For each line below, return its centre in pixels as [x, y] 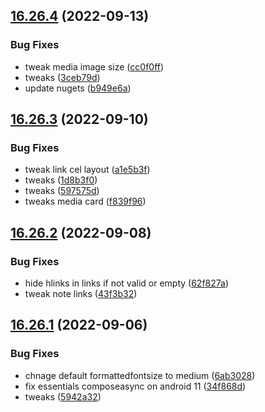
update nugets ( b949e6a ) [78, 88]
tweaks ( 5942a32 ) [63, 396]
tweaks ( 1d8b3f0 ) [61, 180]
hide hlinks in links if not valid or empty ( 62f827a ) [127, 283]
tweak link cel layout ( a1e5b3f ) [87, 170]
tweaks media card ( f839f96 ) [85, 201]
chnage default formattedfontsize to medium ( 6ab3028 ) [140, 375]
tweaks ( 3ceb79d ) [62, 77]
